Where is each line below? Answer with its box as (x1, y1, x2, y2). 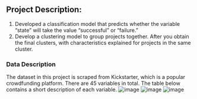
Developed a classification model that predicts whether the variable (14, 20, 180, 27)
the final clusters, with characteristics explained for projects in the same (14, 39, 191, 46)
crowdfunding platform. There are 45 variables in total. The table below (6, 80, 181, 87)
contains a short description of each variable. (6, 86, 117, 93)
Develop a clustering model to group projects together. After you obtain (14, 32, 190, 40)
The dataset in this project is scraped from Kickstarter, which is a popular (6, 74, 186, 81)
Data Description (6, 60, 56, 68)
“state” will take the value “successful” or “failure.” (14, 27, 138, 34)
